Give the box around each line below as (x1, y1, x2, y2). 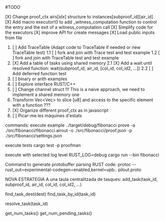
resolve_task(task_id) (5, 201, 48, 207)
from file (5, 35, 22, 41)
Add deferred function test (12, 71, 66, 76)
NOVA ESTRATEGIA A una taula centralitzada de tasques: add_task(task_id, (5, 177, 158, 182)
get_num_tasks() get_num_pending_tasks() (5, 210, 92, 216)
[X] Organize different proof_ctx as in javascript (12, 107, 109, 113)
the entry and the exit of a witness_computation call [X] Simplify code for (5, 24, 154, 30)
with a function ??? (12, 102, 51, 108)
